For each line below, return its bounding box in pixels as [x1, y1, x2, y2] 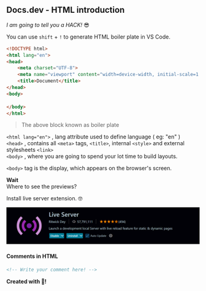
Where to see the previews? [6, 183, 77, 191]
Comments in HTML [6, 252, 58, 260]
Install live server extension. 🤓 [6, 195, 83, 202]
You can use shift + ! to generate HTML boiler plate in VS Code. [6, 33, 170, 40]
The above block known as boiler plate [21, 121, 120, 129]
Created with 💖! [6, 278, 47, 285]
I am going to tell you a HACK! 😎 [6, 21, 90, 28]
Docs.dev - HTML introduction [6, 5, 125, 15]
